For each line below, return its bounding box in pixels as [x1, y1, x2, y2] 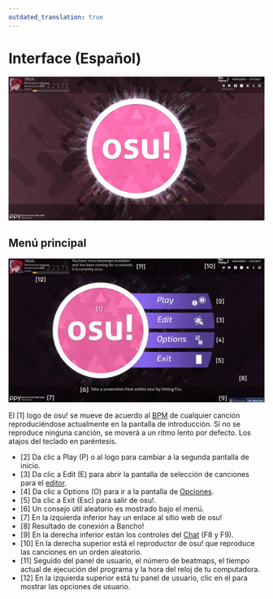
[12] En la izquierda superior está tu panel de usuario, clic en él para [19, 573, 248, 583]
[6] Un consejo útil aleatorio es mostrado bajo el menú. [19, 504, 205, 514]
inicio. [19, 461, 41, 471]
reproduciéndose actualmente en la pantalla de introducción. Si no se [8, 419, 241, 429]
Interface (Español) [8, 49, 142, 67]
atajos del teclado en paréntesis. [8, 436, 118, 446]
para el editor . [19, 478, 67, 488]
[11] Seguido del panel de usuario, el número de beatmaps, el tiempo [19, 556, 250, 566]
